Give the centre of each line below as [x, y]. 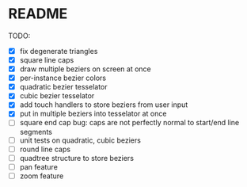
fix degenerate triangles [59, 51]
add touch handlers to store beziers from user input [104, 105]
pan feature [38, 166]
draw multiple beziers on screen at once [85, 69]
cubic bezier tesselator [57, 96]
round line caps [45, 149]
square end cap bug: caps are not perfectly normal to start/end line [129, 123]
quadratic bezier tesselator [64, 87]
